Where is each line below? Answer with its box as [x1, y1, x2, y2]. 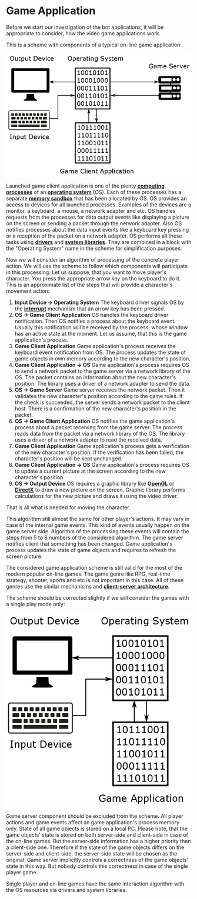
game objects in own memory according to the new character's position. [14, 355, 191, 362]
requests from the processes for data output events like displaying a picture [6, 213, 190, 220]
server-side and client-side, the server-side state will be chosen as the [6, 850, 178, 857]
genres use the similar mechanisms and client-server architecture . [6, 583, 170, 590]
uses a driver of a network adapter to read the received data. [14, 436, 163, 443]
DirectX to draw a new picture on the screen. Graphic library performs [14, 486, 185, 493]
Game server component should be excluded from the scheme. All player [6, 813, 183, 820]
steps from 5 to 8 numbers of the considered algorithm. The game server [6, 534, 183, 541]
